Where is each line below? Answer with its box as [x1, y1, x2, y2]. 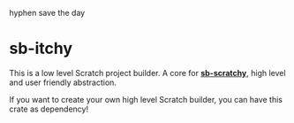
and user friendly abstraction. [9, 77, 117, 88]
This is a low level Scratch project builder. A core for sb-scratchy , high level [9, 67, 286, 78]
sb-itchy [9, 39, 73, 58]
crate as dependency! [9, 104, 89, 114]
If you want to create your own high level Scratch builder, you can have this [9, 94, 283, 104]
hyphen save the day [9, 8, 86, 18]
